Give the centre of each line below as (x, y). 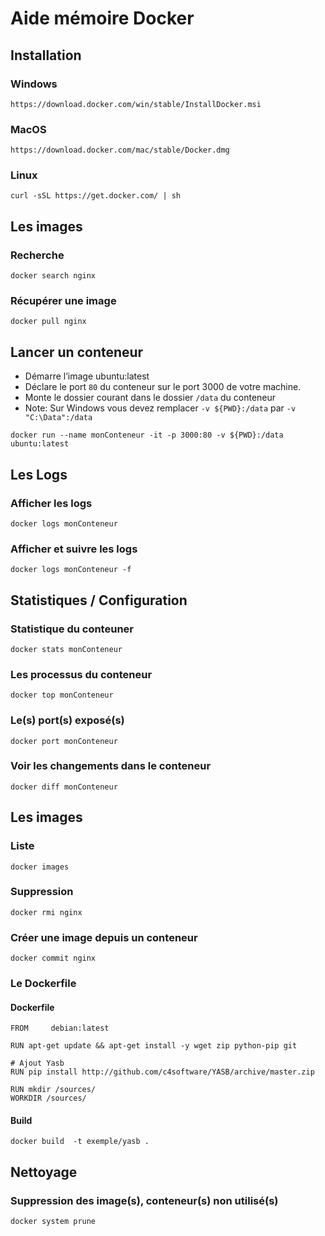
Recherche (37, 255)
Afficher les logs (51, 503)
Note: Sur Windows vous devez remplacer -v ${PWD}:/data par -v (160, 408)
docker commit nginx (53, 958)
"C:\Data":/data (58, 418)
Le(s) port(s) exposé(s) (67, 720)
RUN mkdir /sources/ (53, 1090)
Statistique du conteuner (72, 629)
